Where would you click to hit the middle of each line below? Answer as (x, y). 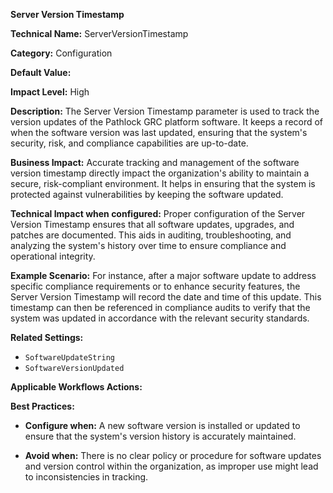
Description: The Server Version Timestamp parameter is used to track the (165, 111)
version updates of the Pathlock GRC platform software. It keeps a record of (167, 122)
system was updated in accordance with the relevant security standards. (160, 318)
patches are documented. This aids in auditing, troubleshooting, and (151, 235)
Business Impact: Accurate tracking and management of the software (155, 162)
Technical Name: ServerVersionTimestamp (99, 33)
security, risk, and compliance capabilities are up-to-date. (129, 143)
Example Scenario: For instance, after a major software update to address (163, 275)
